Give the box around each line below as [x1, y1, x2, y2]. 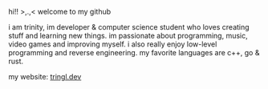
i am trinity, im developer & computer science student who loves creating [8, 22, 250, 31]
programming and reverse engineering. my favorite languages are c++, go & [8, 48, 260, 57]
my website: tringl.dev [8, 72, 82, 81]
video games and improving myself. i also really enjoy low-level [8, 39, 217, 49]
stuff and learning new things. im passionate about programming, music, [8, 31, 249, 40]
